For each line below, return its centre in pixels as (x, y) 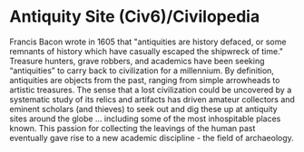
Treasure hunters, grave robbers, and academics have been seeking (137, 61)
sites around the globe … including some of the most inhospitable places (145, 119)
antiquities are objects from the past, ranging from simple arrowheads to (145, 80)
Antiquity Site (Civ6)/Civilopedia (135, 17)
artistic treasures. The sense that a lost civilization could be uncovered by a (151, 90)
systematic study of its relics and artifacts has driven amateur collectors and (152, 99)
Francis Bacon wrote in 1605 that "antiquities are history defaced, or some (148, 42)
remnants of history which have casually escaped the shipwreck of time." (147, 51)
